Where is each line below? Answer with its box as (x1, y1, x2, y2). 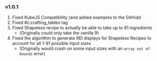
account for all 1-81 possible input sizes (12, 41, 91, 46)
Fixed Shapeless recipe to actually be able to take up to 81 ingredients (12, 25, 152, 31)
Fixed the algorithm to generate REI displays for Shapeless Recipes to (12, 35, 152, 41)
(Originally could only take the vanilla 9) (19, 30, 99, 36)
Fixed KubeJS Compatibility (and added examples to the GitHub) (12, 15, 141, 20)
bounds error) (19, 51, 45, 57)
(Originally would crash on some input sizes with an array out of (19, 45, 150, 52)
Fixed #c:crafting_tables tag (12, 20, 68, 25)
